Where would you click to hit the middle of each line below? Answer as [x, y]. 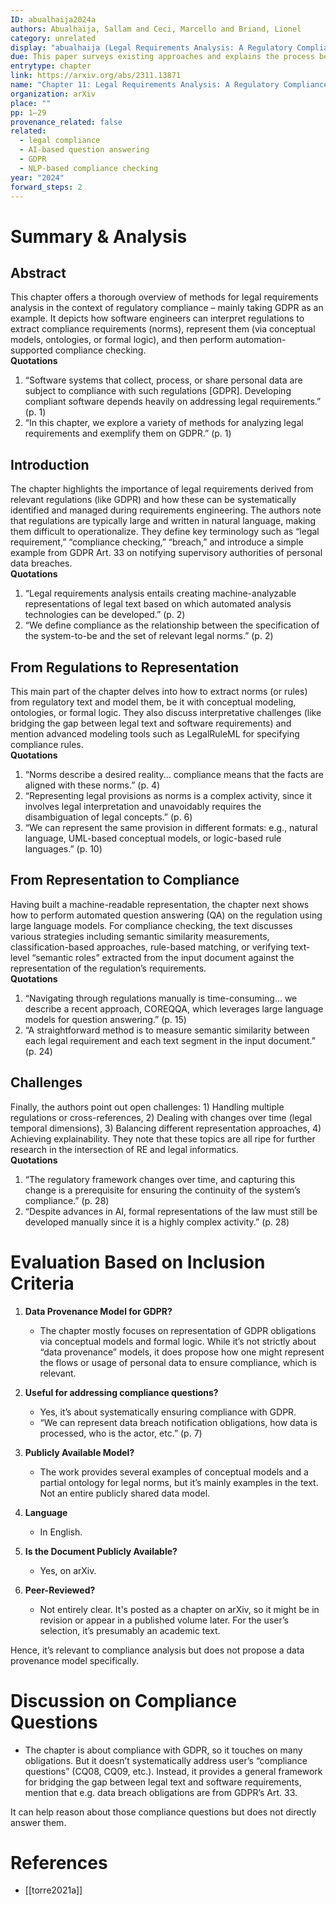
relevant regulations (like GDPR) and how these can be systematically [153, 500]
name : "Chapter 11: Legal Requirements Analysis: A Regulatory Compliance [169, 85]
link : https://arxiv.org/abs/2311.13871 [96, 76]
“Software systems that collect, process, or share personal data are [163, 380]
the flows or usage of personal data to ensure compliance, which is [178, 1362]
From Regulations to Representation [125, 667]
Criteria [42, 1283]
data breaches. [41, 563]
